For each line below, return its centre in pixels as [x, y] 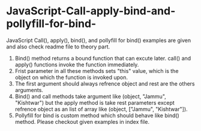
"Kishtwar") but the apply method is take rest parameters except [95, 102]
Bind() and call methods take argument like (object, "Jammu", [90, 96]
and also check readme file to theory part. [58, 47]
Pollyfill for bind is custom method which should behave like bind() [97, 115]
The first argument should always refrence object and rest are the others [105, 83]
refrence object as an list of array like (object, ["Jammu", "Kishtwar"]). [101, 109]
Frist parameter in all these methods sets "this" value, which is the [97, 71]
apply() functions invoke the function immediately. [77, 65]
